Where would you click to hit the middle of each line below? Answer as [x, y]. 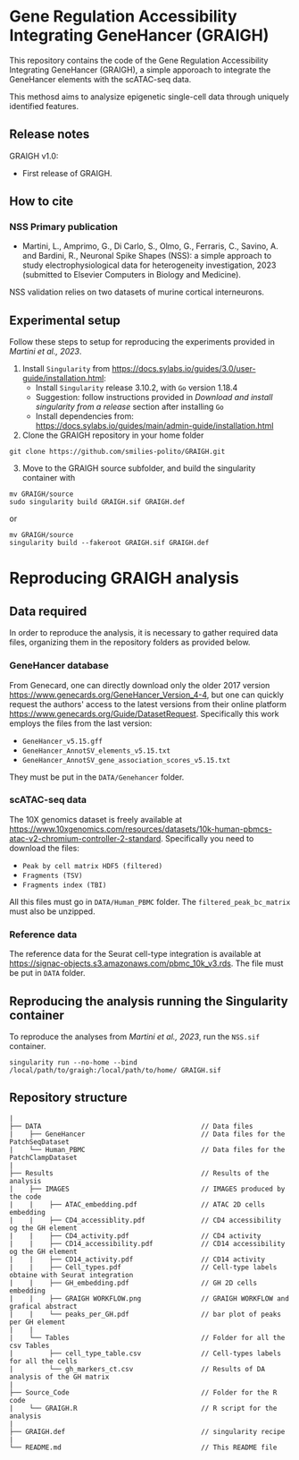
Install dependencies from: [84, 416]
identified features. [44, 106]
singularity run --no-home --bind [74, 1063]
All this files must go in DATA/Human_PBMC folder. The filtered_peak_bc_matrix [150, 901]
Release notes [50, 135]
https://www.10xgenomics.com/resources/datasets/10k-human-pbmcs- [141, 829]
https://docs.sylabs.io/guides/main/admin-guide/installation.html [154, 426]
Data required [48, 611]
